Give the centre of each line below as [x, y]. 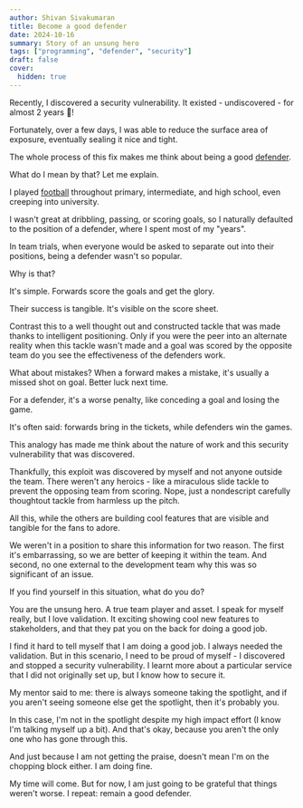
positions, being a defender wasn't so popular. [96, 255]
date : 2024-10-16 [42, 34]
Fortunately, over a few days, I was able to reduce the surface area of [139, 130]
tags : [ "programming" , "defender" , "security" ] [101, 52]
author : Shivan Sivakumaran [62, 18]
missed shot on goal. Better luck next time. [89, 382]
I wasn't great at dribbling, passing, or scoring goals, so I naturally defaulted [151, 219]
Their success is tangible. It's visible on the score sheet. [114, 308]
